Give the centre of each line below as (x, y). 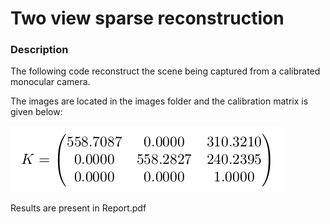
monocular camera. (50, 82)
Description (39, 50)
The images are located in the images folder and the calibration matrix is (159, 101)
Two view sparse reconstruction (147, 18)
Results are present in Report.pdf (78, 208)
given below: (36, 112)
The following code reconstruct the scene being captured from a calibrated (165, 71)
